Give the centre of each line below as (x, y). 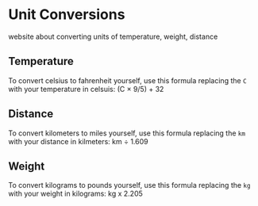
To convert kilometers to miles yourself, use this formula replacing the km (127, 133)
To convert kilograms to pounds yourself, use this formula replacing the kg (129, 185)
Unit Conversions (67, 15)
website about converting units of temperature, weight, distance (113, 36)
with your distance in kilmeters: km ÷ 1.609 (78, 141)
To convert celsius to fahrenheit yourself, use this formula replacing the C (128, 80)
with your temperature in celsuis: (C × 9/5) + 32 (86, 89)
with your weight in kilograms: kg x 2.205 (75, 194)
